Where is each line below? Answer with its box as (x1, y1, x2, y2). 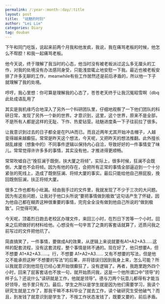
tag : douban (5, 30, 29, 35)
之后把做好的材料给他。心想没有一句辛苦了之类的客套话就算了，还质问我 (9, 222, 156, 228)
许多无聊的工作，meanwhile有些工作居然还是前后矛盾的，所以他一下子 (13, 73, 156, 79)
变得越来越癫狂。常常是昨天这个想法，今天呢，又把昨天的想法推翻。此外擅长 (5, 135, 160, 141)
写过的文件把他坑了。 (9, 228, 53, 234)
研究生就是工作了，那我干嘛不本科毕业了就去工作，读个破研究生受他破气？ (5, 288, 156, 293)
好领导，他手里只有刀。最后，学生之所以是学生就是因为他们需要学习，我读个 (5, 281, 160, 287)
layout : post (5, 12, 32, 17)
